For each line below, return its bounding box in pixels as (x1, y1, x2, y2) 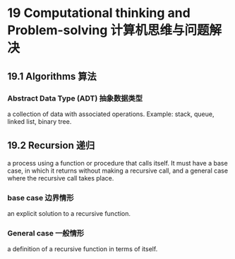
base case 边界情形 (7, 192, 74, 202)
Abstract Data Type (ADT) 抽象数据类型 (7, 93, 143, 103)
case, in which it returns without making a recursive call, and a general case (7, 166, 228, 175)
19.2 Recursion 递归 (7, 139, 95, 151)
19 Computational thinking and (7, 5, 191, 21)
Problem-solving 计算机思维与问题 (7, 23, 210, 38)
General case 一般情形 (7, 228, 85, 238)
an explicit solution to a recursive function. (7, 209, 131, 217)
